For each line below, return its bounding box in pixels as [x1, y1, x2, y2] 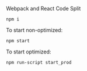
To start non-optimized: [6, 26, 63, 33]
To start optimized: [6, 48, 51, 55]
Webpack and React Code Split [6, 5, 81, 12]
